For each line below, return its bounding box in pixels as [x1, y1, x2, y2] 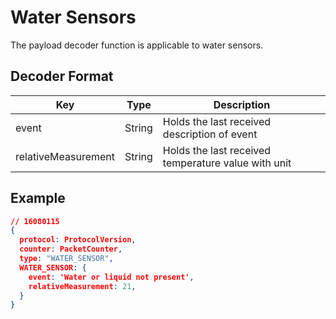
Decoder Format [10, 68, 114, 85]
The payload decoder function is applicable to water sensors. [10, 39, 264, 51]
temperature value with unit [162, 156, 292, 170]
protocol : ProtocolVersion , [19, 235, 137, 245]
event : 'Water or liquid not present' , [28, 272, 195, 282]
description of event [162, 127, 258, 141]
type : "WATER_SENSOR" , [19, 254, 114, 264]
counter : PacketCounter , [19, 244, 123, 255]
